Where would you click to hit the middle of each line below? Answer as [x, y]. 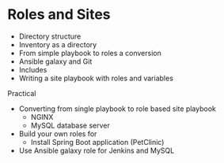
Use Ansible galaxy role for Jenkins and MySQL [97, 150]
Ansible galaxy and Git [55, 61]
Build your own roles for [58, 133]
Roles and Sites [59, 15]
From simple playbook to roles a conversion [90, 53]
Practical [22, 93]
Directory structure [50, 36]
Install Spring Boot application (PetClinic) [97, 142]
